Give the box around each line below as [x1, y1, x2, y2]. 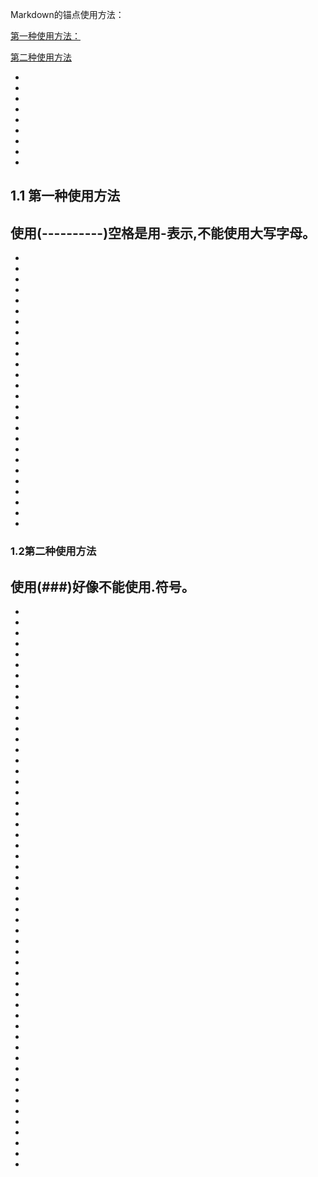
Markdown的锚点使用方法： [10, 9, 125, 20]
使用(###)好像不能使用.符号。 [10, 578, 195, 595]
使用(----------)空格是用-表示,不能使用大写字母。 [10, 224, 316, 242]
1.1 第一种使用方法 [10, 188, 121, 205]
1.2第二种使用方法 [10, 544, 97, 558]
